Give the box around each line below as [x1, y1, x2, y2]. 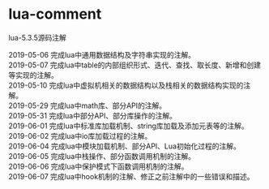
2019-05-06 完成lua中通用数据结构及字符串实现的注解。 [8, 49, 196, 59]
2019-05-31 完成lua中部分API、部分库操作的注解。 [8, 110, 177, 120]
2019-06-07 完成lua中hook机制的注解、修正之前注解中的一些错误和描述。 [8, 171, 254, 181]
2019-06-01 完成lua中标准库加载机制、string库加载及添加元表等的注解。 [8, 121, 249, 131]
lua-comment [8, 5, 102, 24]
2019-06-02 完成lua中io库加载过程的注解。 [8, 131, 152, 140]
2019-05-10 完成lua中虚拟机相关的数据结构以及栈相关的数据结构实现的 [8, 80, 244, 90]
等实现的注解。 [8, 70, 58, 79]
